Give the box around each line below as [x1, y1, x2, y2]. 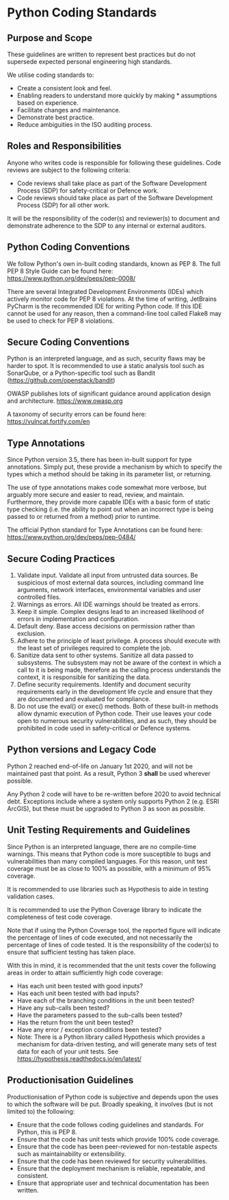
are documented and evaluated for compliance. [16, 695, 151, 703]
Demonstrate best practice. [16, 113, 94, 121]
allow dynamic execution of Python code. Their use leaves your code [16, 709, 212, 718]
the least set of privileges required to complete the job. [16, 644, 172, 652]
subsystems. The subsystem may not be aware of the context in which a [16, 659, 221, 667]
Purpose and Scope [7, 32, 92, 44]
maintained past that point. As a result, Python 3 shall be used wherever [7, 769, 211, 777]
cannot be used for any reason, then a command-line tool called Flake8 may [7, 309, 222, 317]
